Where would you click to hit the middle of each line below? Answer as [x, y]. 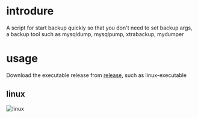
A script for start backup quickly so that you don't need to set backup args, [99, 28]
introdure [30, 11]
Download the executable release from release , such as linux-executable [97, 75]
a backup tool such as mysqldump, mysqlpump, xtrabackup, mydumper [95, 34]
